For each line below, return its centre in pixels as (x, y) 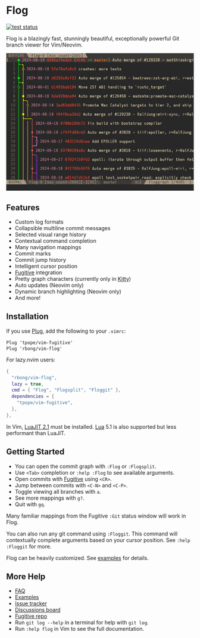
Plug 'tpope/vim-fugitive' (40, 343)
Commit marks (33, 253)
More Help (26, 576)
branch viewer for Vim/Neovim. (45, 45)
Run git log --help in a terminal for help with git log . (82, 622)
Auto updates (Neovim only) (49, 285)
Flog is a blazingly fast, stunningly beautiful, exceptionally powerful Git (93, 38)
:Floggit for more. (29, 546)
